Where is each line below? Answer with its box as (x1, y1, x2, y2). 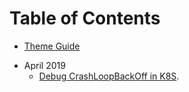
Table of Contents (9, 7, 161, 30)
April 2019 (23, 59, 66, 71)
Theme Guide (23, 40, 81, 52)
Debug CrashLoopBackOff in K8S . (38, 70, 180, 82)
